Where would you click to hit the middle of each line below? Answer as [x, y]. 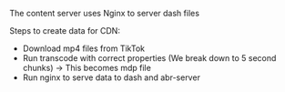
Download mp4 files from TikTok [84, 48]
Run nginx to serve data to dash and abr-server [111, 77]
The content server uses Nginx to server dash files [105, 13]
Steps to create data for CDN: [65, 31]
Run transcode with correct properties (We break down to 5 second [149, 58]
